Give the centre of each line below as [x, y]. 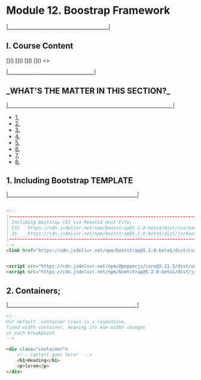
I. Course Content [40, 46]
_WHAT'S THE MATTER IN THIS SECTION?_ [88, 91]
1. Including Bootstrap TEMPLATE [70, 180]
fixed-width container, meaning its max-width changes [76, 327]
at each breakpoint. [32, 333]
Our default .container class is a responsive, [67, 322]
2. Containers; [33, 291]
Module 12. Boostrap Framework [88, 11]
